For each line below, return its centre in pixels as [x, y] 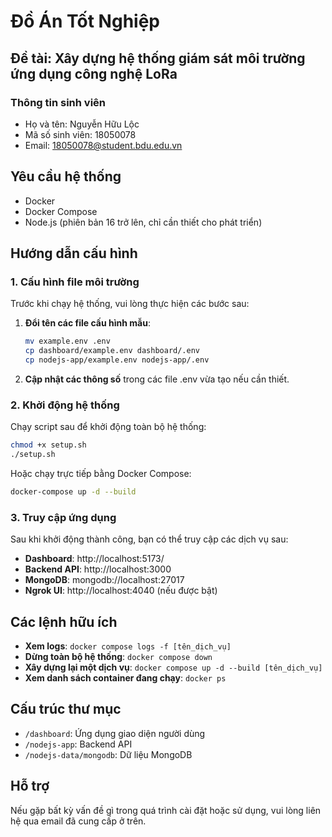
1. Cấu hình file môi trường [75, 282]
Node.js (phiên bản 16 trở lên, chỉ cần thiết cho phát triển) [143, 222]
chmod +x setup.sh [48, 445]
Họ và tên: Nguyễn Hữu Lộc [82, 124]
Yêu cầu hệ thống [66, 176]
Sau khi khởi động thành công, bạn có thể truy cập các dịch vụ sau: [149, 539]
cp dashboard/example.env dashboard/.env [112, 351]
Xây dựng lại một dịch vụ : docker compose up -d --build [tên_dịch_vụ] [173, 667]
